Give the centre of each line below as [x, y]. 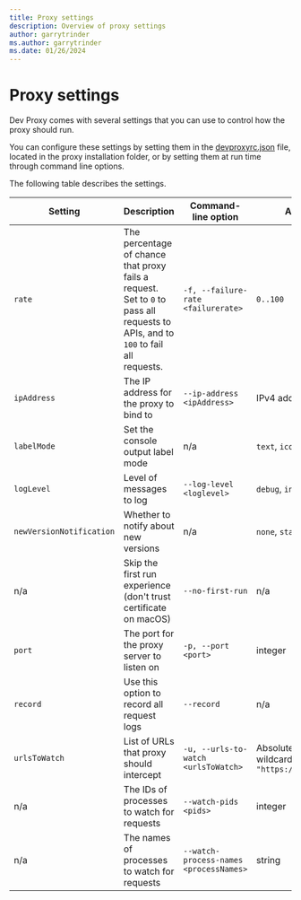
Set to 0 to [145, 300]
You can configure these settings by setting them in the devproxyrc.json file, [150, 147]
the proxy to [149, 404]
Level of [141, 478]
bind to [138, 415]
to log [136, 501]
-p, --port [206, 646]
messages [146, 489]
